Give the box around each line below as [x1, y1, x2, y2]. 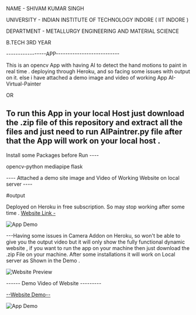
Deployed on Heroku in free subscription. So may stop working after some [6, 203, 185, 210]
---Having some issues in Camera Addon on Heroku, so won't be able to [6, 232, 181, 239]
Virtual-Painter [6, 80, 42, 87]
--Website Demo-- [6, 291, 51, 298]
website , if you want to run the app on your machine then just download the [6, 244, 190, 251]
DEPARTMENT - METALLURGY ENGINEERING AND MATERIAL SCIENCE [6, 28, 180, 35]
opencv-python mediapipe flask [6, 163, 83, 170]
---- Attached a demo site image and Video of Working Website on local [6, 174, 180, 181]
